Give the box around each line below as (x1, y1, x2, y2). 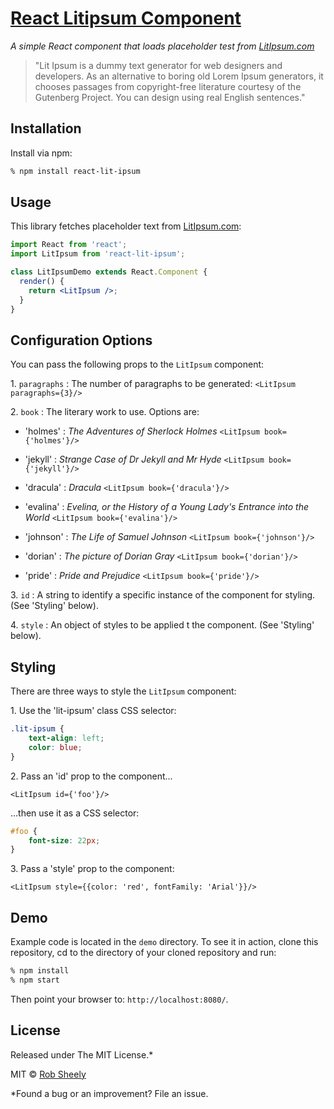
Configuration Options (10, 332, 153, 349)
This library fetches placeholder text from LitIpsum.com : (10, 220, 242, 232)
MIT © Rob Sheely (10, 1068, 87, 1080)
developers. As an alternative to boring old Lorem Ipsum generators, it (34, 70, 324, 82)
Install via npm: (10, 147, 73, 159)
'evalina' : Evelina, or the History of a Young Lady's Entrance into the (24, 501, 310, 513)
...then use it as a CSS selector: (10, 807, 140, 819)
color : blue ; (28, 742, 83, 752)
